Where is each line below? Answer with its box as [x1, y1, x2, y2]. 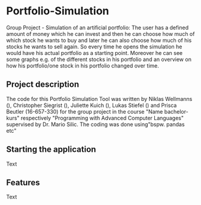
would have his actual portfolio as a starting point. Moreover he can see [6, 49, 183, 56]
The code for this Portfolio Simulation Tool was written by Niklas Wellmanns [6, 95, 193, 102]
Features [6, 178, 40, 188]
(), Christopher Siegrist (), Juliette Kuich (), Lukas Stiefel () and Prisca [6, 102, 177, 109]
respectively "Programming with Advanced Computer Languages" [20, 114, 184, 121]
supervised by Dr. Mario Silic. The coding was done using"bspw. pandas [6, 121, 185, 128]
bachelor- [164, 108, 188, 115]
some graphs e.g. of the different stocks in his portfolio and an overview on [6, 56, 191, 63]
